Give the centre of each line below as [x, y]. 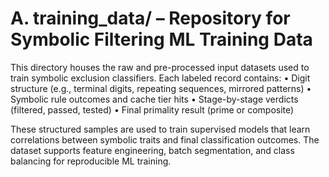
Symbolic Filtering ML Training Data [161, 39]
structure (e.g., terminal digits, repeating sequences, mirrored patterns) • [161, 88]
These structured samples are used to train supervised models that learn [160, 129]
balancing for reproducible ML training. [91, 161]
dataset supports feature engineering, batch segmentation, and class [152, 150]
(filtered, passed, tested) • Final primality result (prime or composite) [152, 109]
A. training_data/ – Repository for [150, 18]
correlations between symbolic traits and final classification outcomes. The [165, 139]
